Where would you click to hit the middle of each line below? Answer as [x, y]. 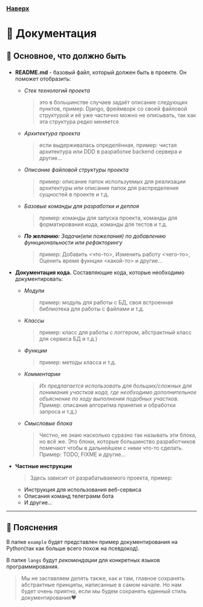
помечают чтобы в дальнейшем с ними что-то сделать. [111, 448]
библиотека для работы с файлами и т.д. [92, 309]
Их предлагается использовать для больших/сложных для [115, 386]
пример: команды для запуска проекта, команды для [108, 218]
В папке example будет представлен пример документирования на [92, 542]
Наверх [18, 8]
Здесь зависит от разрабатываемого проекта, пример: [101, 478]
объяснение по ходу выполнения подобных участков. [109, 399]
